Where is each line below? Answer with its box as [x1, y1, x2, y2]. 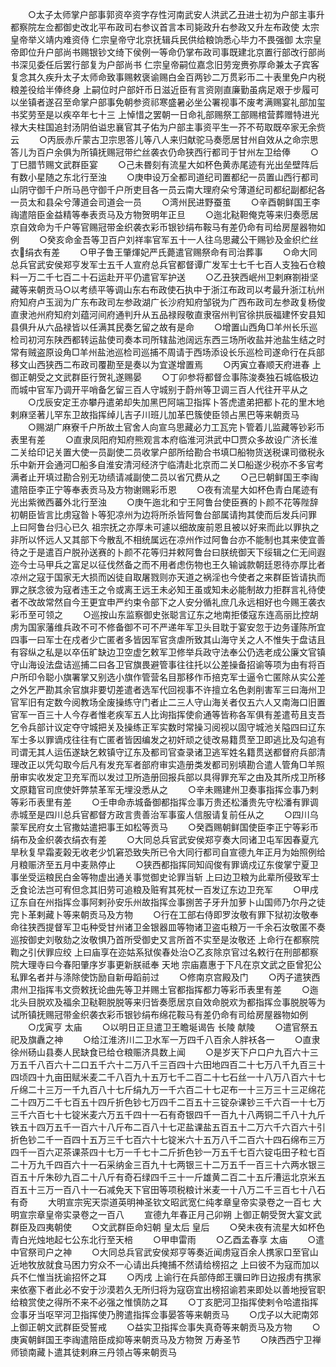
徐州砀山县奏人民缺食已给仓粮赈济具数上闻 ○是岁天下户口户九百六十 [10, 1046, 310, 1058]
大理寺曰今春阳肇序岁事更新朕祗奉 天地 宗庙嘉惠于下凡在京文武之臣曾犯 [18, 959, 313, 970]
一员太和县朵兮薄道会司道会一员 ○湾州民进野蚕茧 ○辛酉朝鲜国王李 [10, 196, 321, 208]
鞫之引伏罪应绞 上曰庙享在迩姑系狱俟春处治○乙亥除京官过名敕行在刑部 [10, 946, 302, 958]
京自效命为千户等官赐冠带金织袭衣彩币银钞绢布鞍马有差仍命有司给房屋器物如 [10, 221, 326, 233]
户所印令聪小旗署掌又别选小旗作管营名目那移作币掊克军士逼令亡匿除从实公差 [10, 671, 326, 683]
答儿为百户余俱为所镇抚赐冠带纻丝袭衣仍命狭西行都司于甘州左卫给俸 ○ [10, 146, 319, 158]
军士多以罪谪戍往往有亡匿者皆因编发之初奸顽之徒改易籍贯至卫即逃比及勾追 [10, 734, 317, 745]
